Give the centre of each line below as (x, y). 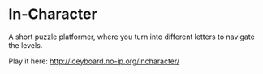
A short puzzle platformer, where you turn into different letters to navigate (132, 37)
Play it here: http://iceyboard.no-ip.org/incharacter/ (94, 61)
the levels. (26, 45)
